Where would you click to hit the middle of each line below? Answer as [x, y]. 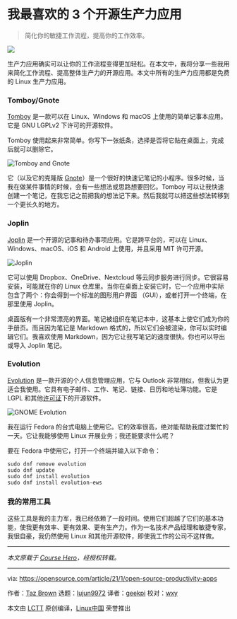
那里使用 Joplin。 [32, 303]
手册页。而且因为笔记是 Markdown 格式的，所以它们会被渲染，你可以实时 [114, 328]
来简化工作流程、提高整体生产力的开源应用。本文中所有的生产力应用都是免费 [119, 72]
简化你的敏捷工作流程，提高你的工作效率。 [86, 35]
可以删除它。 [38, 149]
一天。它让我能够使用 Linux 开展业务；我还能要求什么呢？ [91, 435]
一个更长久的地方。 [35, 204]
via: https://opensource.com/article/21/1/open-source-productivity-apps [112, 579]
